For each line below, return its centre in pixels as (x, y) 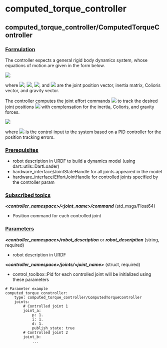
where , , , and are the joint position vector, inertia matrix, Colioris (83, 85)
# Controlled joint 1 (46, 306)
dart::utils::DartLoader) (36, 166)
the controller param (33, 182)
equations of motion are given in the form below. (55, 65)
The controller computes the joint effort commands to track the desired (81, 101)
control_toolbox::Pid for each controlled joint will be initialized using (82, 274)
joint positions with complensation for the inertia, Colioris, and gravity (80, 107)
